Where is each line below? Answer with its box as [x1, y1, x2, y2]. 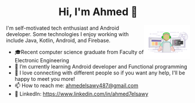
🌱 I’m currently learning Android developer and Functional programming [14, 63, 187, 70]
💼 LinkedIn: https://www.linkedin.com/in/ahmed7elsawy [14, 90, 149, 97]
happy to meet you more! [14, 75, 75, 82]
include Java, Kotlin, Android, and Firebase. [6, 37, 111, 44]
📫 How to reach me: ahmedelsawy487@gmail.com [14, 81, 138, 89]
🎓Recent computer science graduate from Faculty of [14, 48, 144, 55]
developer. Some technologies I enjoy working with [6, 30, 129, 37]
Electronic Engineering [14, 56, 69, 63]
